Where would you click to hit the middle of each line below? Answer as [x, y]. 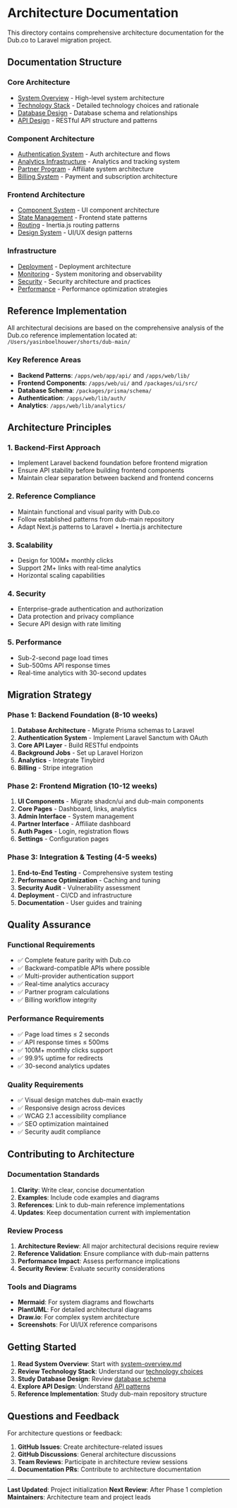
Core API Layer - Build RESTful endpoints [78, 746]
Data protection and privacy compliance [75, 616]
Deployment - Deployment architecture [74, 266]
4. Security [26, 593]
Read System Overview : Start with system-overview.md [99, 1364]
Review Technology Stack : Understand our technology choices [110, 1372]
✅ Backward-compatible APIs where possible [84, 968]
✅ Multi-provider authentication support [75, 976]
